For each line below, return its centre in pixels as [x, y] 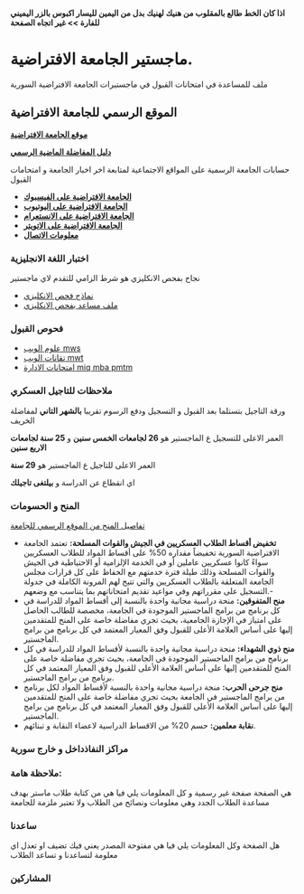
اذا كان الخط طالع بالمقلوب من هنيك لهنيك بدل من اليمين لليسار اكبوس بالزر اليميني [147, 13]
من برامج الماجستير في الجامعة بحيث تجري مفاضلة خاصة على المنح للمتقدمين [154, 696]
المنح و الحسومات [45, 505]
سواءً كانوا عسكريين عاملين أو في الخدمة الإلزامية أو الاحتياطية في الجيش [146, 562]
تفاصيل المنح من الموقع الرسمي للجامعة [78, 525]
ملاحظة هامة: [36, 773]
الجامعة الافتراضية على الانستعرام [78, 215]
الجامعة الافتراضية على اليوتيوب [75, 206]
